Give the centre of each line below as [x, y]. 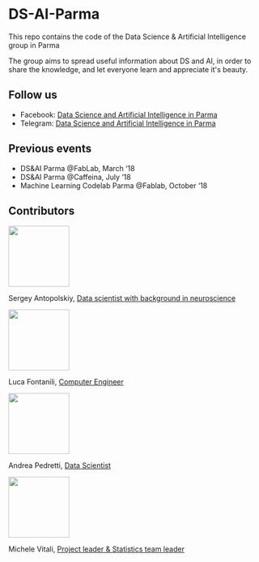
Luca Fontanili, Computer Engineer [66, 382]
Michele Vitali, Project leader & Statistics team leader [96, 549]
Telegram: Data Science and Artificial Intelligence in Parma [118, 123]
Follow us [33, 95]
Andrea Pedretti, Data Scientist [60, 465]
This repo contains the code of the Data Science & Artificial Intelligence [127, 36]
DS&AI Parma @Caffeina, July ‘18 [75, 177]
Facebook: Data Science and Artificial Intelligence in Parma [119, 114]
